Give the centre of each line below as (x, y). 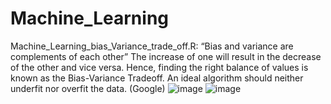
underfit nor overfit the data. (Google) (88, 88)
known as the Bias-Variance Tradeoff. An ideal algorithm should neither (157, 78)
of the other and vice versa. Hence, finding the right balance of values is (159, 67)
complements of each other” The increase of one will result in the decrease (166, 56)
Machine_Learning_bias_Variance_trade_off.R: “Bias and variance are (152, 46)
